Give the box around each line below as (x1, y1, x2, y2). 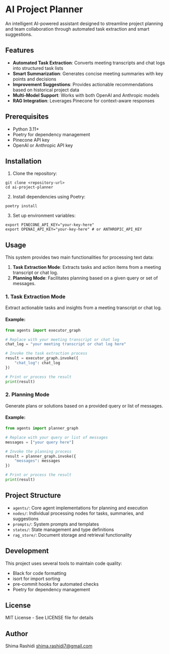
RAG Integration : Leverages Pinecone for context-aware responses (12, 97, 155, 104)
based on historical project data (12, 87, 80, 93)
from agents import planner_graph (5, 426, 79, 431)
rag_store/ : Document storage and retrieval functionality (12, 532, 132, 538)
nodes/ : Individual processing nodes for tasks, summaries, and (12, 510, 144, 516)
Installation (5, 157, 42, 165)
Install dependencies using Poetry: (12, 194, 86, 200)
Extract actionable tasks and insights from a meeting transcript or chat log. (5, 305, 162, 311)
